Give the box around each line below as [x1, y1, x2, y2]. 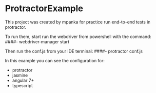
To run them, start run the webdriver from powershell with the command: [5, 34, 152, 39]
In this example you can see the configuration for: [5, 57, 105, 63]
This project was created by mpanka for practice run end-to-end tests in [5, 19, 151, 25]
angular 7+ [12, 77, 34, 83]
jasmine [12, 72, 28, 78]
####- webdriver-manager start [5, 38, 70, 44]
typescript [12, 82, 33, 88]
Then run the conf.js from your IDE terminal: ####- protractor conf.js [5, 48, 143, 54]
